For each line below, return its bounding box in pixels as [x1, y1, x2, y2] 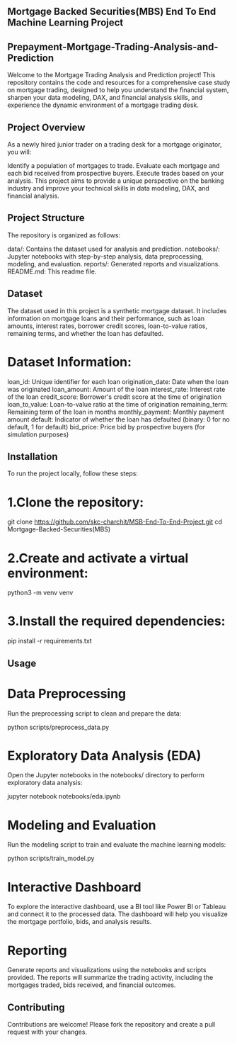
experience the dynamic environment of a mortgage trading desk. [7, 101, 200, 109]
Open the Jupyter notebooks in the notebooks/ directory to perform [7, 771, 205, 779]
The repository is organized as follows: [7, 230, 121, 239]
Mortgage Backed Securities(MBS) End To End [7, 6, 216, 18]
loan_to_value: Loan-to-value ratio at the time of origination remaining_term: [7, 400, 229, 408]
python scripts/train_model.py [7, 854, 95, 863]
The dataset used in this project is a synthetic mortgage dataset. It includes [7, 306, 227, 315]
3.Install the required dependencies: [7, 613, 226, 629]
